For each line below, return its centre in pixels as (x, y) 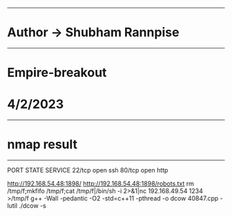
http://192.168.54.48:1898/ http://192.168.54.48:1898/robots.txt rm (101, 183)
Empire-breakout (57, 73)
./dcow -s (32, 206)
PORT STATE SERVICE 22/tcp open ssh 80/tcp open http (88, 170)
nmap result (42, 144)
